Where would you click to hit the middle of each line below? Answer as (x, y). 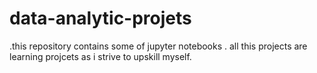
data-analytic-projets (100, 18)
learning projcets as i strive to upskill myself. (100, 56)
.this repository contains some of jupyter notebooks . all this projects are (158, 46)
